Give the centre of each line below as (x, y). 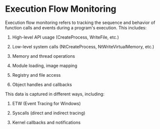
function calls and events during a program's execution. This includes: (76, 27)
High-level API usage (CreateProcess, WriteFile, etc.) (65, 37)
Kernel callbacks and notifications (46, 122)
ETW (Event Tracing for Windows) (46, 103)
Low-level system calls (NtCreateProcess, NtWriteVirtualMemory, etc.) (83, 46)
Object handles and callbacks (42, 85)
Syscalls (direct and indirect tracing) (49, 113)
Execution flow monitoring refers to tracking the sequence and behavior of (80, 22)
